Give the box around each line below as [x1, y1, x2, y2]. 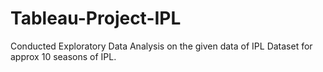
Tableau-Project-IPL [10, 7, 182, 30]
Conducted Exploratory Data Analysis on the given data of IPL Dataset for [10, 40, 313, 52]
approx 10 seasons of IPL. [10, 50, 117, 62]
